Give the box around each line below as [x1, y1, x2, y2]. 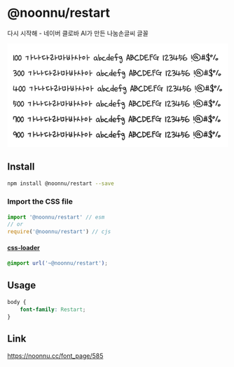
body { [7, 299, 27, 306]
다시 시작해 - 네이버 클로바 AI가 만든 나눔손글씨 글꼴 [7, 29, 149, 37]
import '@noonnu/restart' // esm [7, 214, 105, 221]
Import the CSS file [7, 197, 74, 207]
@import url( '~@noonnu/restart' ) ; [7, 260, 109, 267]
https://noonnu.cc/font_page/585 [7, 352, 104, 360]
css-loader [7, 243, 40, 251]
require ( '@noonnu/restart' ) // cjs [7, 228, 111, 235]
